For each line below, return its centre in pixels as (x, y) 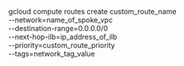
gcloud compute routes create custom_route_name (92, 12)
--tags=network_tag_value (52, 54)
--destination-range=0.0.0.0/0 (58, 28)
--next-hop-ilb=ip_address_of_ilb (63, 37)
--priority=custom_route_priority (62, 45)
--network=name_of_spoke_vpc (61, 20)
